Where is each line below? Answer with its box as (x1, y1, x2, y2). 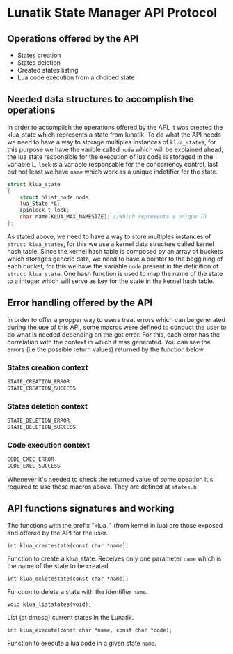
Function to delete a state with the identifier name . (7, 587, 148, 595)
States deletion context (7, 401, 88, 411)
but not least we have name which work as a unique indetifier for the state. (7, 167, 218, 176)
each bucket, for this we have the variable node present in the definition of (7, 261, 219, 270)
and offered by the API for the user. (7, 528, 109, 537)
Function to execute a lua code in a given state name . (7, 639, 156, 647)
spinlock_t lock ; (19, 207, 70, 214)
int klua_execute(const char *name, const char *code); (7, 626, 172, 634)
